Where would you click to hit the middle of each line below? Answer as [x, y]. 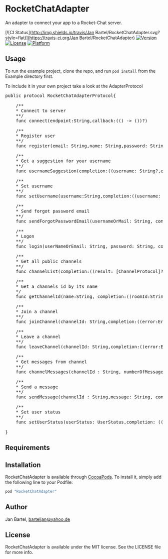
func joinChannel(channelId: [51, 321]
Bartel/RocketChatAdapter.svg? [127, 32]
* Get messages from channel [51, 362]
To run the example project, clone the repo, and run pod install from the [80, 71]
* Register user [36, 136]
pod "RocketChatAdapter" [31, 491]
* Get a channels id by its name [57, 286]
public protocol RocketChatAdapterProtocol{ [61, 95]
